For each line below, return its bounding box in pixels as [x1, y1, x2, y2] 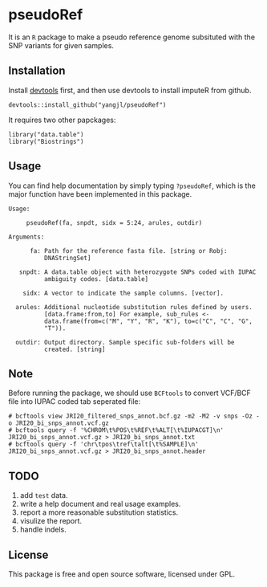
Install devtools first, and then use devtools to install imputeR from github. [8, 85, 252, 95]
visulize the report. [19, 516, 83, 526]
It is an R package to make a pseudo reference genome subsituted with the [8, 32, 255, 42]
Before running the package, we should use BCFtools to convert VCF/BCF [8, 388, 251, 398]
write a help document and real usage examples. [19, 499, 181, 509]
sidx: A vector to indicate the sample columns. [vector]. [22, 289, 225, 297]
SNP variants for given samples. [8, 40, 115, 50]
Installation [8, 64, 66, 78]
